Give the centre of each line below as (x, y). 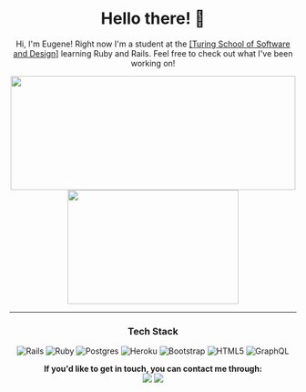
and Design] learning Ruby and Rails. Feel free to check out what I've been (153, 53)
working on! (153, 63)
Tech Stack (153, 331)
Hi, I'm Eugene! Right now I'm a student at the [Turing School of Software (153, 44)
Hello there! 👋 (153, 19)
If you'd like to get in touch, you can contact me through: (153, 369)
